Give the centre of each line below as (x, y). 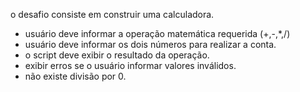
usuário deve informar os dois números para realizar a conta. (150, 44)
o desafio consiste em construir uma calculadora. (112, 14)
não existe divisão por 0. (75, 76)
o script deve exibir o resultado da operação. (117, 55)
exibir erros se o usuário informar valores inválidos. (130, 65)
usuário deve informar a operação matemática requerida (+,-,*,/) (157, 33)
